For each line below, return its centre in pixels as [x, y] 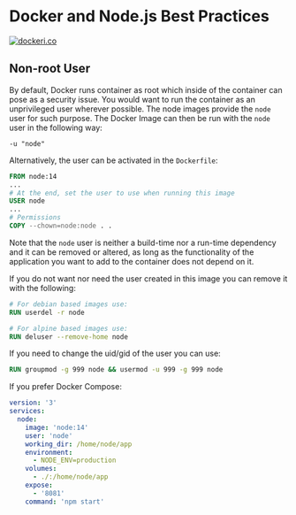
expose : [39, 485]
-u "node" [27, 143]
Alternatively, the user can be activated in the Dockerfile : [114, 160]
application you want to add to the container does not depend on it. [132, 261]
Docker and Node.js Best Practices [139, 16]
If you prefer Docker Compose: [65, 387]
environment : [49, 452]
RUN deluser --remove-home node [68, 337]
